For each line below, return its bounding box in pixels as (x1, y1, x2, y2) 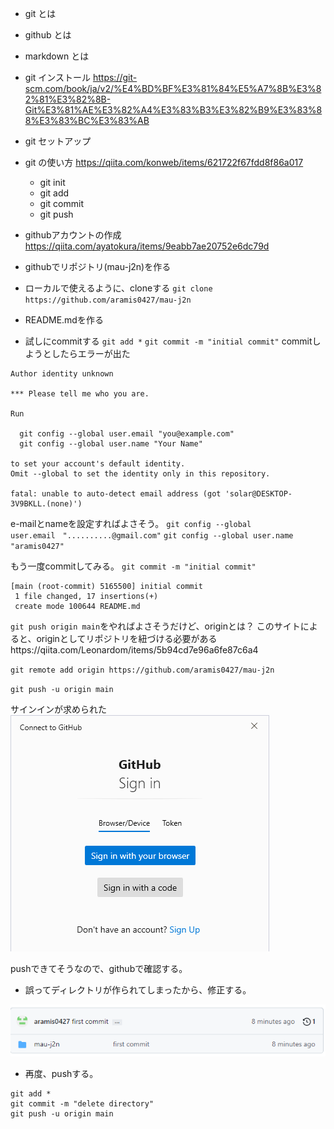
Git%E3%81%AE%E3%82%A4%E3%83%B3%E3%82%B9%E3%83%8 (24, 104, 323, 116)
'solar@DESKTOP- (224, 489, 293, 499)
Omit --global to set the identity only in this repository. (10, 469, 271, 479)
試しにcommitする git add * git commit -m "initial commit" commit (24, 335, 313, 347)
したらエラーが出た (51, 348, 131, 359)
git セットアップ (24, 135, 92, 147)
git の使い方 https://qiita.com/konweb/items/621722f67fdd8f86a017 (24, 157, 304, 168)
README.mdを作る (24, 314, 104, 326)
